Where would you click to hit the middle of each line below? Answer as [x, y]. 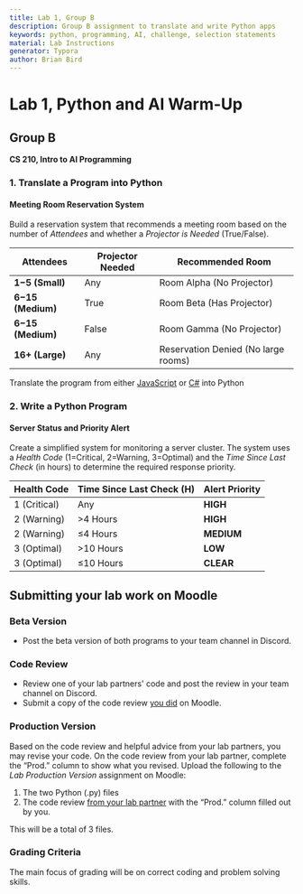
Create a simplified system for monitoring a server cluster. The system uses [150, 448]
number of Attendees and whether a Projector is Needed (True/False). [139, 234]
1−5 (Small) [40, 283]
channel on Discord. [60, 694]
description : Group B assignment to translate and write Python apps [143, 26]
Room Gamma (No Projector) [220, 329]
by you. [37, 811]
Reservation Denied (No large [222, 349]
